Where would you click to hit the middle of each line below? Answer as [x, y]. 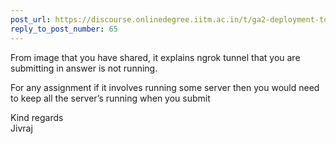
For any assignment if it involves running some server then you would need [165, 87]
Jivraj [21, 128]
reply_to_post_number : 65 [64, 29]
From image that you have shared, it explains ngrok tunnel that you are [155, 57]
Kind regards [37, 117]
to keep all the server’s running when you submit [110, 98]
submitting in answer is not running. [84, 68]
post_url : [31, 19]
